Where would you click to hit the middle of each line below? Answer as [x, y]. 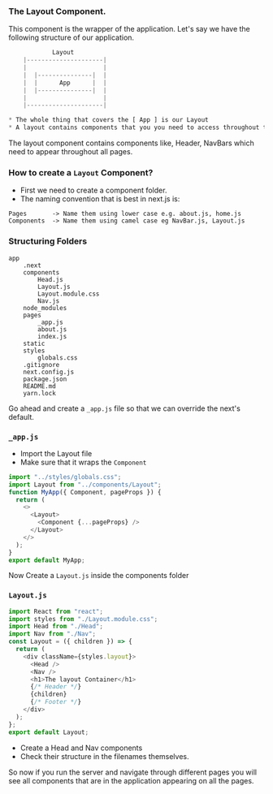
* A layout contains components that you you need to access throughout [134, 127]
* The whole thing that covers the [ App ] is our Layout [108, 120]
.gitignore [41, 365]
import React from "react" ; [56, 611]
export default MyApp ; [47, 560]
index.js [52, 336]
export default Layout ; [49, 732]
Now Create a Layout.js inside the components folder [99, 576]
